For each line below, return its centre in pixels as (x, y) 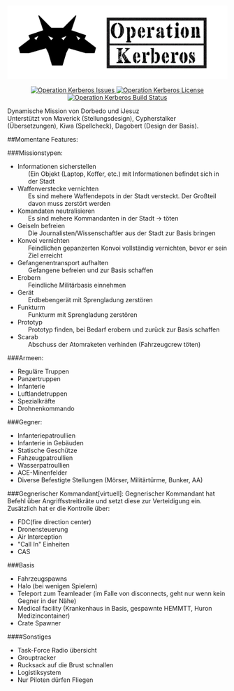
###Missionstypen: (35, 153)
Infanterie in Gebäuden (50, 443)
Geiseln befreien (41, 225)
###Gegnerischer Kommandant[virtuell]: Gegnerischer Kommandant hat (111, 493)
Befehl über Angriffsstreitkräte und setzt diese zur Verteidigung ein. (105, 500)
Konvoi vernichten (43, 240)
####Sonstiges (29, 637)
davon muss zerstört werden (69, 203)
